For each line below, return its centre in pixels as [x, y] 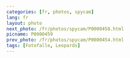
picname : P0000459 [30, 34]
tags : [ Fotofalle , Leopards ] [43, 46]
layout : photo [24, 23]
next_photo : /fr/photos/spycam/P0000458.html [65, 29]
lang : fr [17, 18]
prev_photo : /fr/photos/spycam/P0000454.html [65, 40]
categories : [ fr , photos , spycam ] [50, 12]
